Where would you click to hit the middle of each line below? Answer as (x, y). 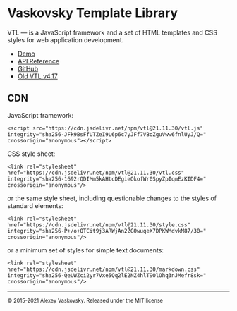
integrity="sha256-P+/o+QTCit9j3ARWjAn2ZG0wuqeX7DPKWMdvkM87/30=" (107, 231)
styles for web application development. (66, 39)
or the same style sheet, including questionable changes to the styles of (112, 198)
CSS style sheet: (31, 154)
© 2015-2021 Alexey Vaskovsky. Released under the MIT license (85, 300)
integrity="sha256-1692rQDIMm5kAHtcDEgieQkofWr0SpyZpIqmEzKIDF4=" (107, 179)
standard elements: (35, 205)
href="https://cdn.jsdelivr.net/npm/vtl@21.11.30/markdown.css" (104, 269)
